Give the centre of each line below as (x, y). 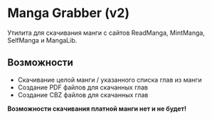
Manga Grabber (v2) (69, 13)
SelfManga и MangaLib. (42, 40)
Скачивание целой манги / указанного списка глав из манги (110, 80)
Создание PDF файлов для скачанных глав (83, 87)
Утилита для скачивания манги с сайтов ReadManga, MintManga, (106, 33)
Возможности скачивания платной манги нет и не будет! (97, 109)
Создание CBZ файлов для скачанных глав (83, 94)
